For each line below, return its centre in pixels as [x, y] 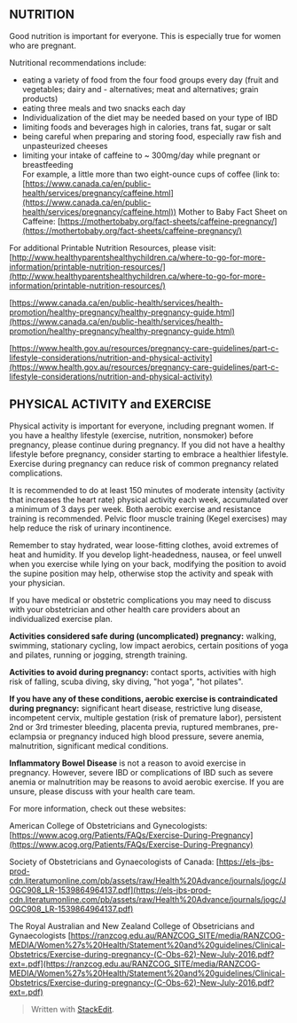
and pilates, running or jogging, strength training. [98, 655]
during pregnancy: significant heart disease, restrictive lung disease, [136, 708]
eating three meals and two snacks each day [104, 108]
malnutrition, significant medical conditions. [89, 745]
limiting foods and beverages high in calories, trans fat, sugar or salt [146, 127]
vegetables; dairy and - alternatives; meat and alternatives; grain [140, 89]
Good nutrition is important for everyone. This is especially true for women [145, 35]
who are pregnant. [43, 45]
